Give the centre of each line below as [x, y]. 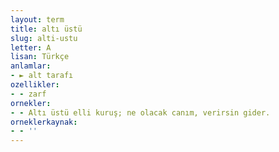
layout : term [37, 19]
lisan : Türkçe [40, 57]
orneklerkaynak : [44, 122]
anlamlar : [31, 66]
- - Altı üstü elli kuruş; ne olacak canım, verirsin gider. [140, 112]
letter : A [31, 47]
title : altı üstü [46, 29]
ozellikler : [35, 85]
